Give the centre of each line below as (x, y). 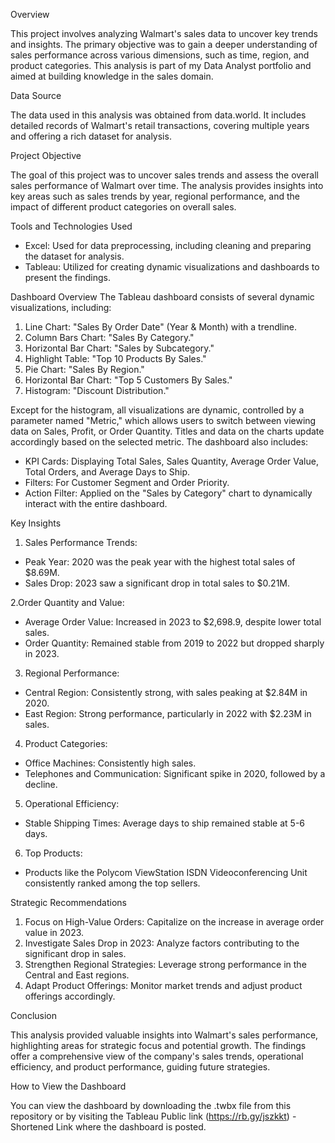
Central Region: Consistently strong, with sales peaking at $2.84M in (166, 692)
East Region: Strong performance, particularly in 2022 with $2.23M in (168, 713)
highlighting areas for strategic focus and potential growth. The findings (158, 1045)
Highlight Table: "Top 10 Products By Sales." (115, 358)
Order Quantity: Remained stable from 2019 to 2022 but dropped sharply (174, 643)
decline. (41, 784)
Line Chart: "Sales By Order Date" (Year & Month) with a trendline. (160, 327)
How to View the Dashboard (68, 1086)
